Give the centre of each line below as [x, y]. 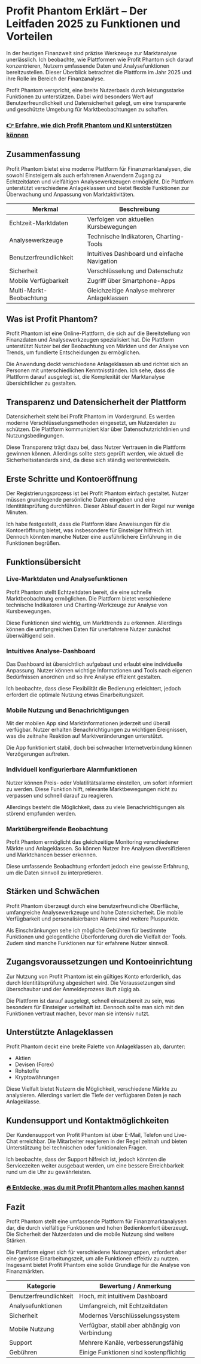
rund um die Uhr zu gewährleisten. [49, 1172]
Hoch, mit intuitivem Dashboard [124, 1296]
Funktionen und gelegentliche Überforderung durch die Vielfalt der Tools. [97, 937]
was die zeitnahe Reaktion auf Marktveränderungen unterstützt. [85, 736]
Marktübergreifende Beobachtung [57, 829]
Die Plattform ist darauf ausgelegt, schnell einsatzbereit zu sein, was [91, 1001]
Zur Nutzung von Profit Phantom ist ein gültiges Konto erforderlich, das [94, 976]
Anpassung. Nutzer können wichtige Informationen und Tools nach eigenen [99, 671]
